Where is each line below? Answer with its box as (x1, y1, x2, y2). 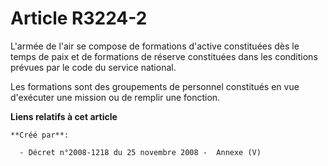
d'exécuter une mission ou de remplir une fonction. (10, 91, 221, 103)
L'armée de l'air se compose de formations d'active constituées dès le (10, 40, 300, 52)
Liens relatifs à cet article (10, 110, 118, 122)
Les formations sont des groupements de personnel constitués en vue (10, 80, 300, 92)
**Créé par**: (10, 130, 70, 140)
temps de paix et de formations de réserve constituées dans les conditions (10, 50, 318, 62)
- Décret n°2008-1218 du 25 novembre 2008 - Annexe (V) (19, 147, 262, 157)
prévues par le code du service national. (10, 61, 177, 73)
